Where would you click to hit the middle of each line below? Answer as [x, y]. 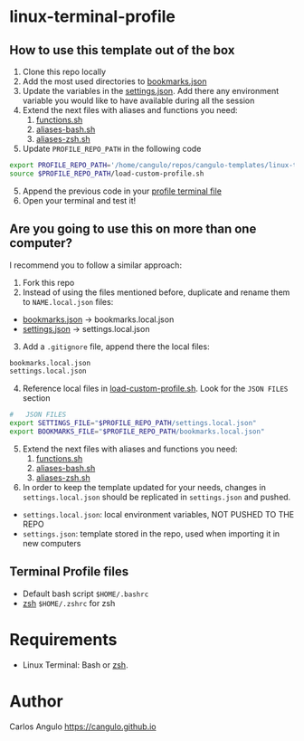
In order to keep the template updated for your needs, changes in [144, 487]
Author [36, 701]
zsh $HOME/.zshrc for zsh [69, 603]
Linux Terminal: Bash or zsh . [75, 665]
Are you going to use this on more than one [133, 229]
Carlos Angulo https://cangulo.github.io [83, 727]
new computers [52, 543]
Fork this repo [48, 282]
